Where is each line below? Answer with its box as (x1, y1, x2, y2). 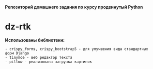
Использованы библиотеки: (5, 37, 65, 43)
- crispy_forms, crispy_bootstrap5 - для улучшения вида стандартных (5, 46, 149, 52)
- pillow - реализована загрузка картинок (5, 59, 92, 64)
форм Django (5, 51, 29, 55)
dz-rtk (5, 21, 31, 32)
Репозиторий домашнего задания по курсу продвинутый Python (5, 4, 143, 10)
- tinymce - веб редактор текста (5, 55, 73, 60)
